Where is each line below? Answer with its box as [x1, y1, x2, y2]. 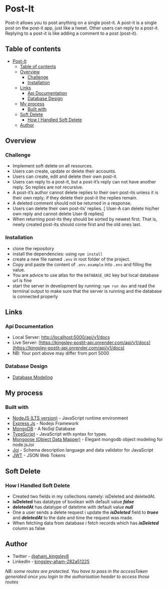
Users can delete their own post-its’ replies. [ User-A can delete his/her [12, 206, 159, 212]
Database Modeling [12, 374, 53, 380]
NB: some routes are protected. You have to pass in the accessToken [5, 568, 148, 574]
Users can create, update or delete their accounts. [12, 168, 116, 174]
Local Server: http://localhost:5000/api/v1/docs [12, 334, 110, 340]
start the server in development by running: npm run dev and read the [12, 283, 155, 289]
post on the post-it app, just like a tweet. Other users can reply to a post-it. [5, 25, 159, 31]
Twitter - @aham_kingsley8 [12, 553, 69, 559]
